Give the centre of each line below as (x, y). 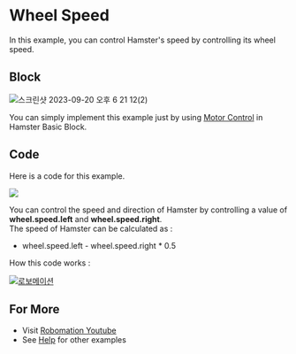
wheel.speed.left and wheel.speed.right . (86, 219)
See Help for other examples (74, 340)
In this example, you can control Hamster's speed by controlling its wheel (143, 40)
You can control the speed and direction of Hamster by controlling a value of (148, 210)
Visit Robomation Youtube (69, 331)
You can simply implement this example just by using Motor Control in (136, 117)
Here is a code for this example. (67, 176)
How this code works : (50, 263)
